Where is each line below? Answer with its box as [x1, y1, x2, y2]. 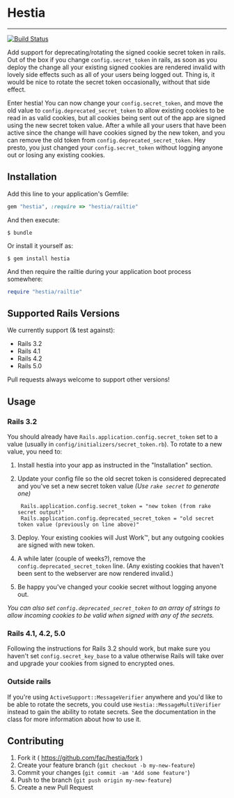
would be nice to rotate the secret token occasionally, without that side [7, 78, 210, 86]
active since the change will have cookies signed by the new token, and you [7, 128, 225, 137]
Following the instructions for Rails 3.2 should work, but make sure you [7, 644, 210, 653]
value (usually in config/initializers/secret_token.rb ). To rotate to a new [7, 440, 223, 448]
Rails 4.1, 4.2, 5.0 [7, 628, 66, 638]
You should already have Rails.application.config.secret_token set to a [7, 433, 218, 441]
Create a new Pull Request [17, 783, 94, 792]
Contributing [7, 735, 64, 747]
